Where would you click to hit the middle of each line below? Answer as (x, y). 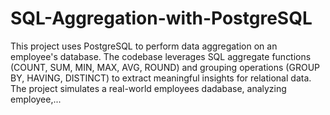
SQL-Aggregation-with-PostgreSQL (161, 18)
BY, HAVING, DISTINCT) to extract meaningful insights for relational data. (161, 78)
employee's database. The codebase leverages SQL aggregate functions (161, 56)
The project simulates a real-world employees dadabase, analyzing (148, 88)
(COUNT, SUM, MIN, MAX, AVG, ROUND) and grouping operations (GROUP (165, 67)
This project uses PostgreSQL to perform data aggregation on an (144, 46)
